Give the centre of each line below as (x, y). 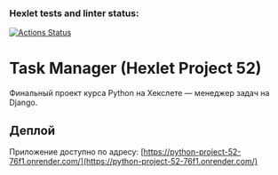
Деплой (32, 130)
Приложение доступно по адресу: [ (76, 152)
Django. (24, 103)
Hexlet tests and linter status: (74, 13)
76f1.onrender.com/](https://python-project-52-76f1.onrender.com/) (134, 162)
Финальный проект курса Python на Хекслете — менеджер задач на (139, 93)
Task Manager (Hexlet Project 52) (135, 68)
